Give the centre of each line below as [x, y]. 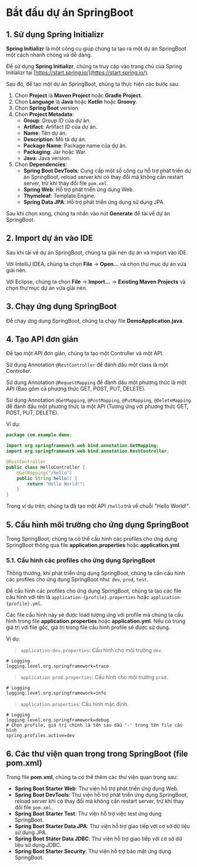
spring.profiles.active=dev [41, 736]
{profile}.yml [24, 604]
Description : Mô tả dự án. [55, 139]
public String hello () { [47, 478]
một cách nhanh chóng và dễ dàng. [49, 55]
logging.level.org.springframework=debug [58, 720]
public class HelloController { [46, 467]
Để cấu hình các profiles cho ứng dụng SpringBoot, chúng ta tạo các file [94, 591]
